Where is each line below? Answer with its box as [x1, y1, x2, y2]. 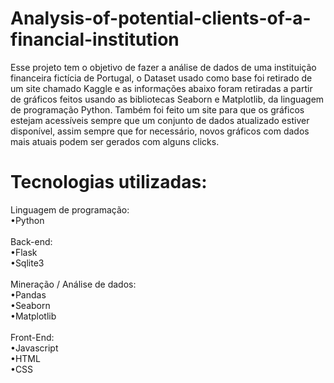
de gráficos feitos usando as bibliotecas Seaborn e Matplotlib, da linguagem [10, 93, 325, 105]
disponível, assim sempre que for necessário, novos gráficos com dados [10, 125, 310, 137]
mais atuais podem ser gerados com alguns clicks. [10, 135, 220, 147]
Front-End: [10, 331, 55, 343]
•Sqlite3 [10, 257, 45, 269]
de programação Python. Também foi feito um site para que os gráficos [10, 103, 305, 116]
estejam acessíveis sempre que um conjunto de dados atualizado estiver [10, 114, 310, 126]
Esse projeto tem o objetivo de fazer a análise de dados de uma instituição [10, 61, 317, 73]
